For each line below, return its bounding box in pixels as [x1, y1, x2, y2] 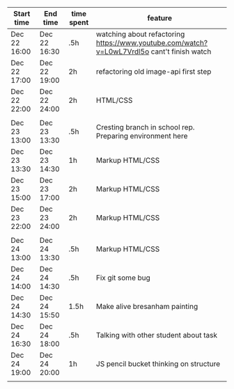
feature [147, 13, 173, 23]
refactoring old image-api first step [96, 67, 212, 76]
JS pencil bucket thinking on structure [96, 359, 221, 368]
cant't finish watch [150, 47, 212, 56]
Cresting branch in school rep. [96, 122, 195, 132]
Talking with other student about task [96, 331, 218, 340]
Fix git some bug [96, 273, 151, 283]
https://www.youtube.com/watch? [96, 38, 208, 47]
